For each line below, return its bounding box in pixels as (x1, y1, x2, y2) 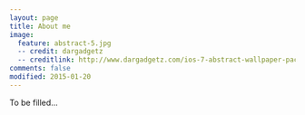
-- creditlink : (17, 55, 75, 64)
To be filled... (9, 97, 59, 108)
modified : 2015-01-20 (9, 72, 92, 81)
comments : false (9, 64, 71, 73)
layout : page (9, 13, 59, 23)
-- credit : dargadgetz (17, 47, 103, 56)
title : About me (9, 22, 71, 31)
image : (9, 30, 34, 39)
